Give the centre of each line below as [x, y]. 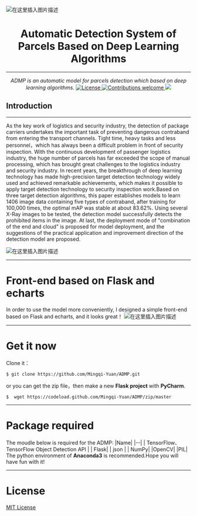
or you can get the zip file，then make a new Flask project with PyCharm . [96, 386]
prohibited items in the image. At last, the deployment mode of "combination [98, 220]
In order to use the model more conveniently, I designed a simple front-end [97, 309]
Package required [50, 425]
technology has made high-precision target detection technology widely [93, 177]
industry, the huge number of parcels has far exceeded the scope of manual [98, 158]
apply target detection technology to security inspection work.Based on [93, 189]
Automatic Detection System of [98, 34]
